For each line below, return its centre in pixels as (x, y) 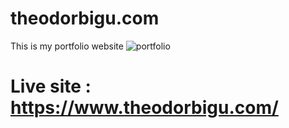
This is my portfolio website (67, 46)
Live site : (51, 86)
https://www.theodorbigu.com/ (144, 108)
